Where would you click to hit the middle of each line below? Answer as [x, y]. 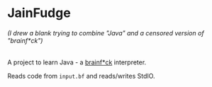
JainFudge [39, 13]
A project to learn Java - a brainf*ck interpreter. [77, 62]
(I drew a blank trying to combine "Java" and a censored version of [106, 33]
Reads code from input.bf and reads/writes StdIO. [81, 76]
